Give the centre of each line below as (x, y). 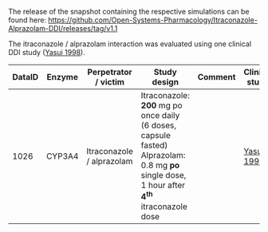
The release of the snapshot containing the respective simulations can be (129, 12)
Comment (217, 77)
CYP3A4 (63, 156)
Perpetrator (110, 72)
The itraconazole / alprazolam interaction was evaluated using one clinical (130, 44)
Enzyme (62, 77)
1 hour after (163, 185)
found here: (27, 20)
